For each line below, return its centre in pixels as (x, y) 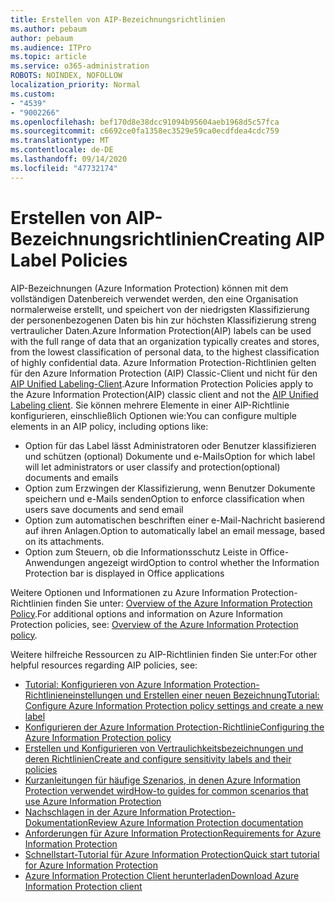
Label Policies (69, 260)
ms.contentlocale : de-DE (62, 150)
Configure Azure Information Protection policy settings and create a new (174, 705)
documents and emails (71, 477)
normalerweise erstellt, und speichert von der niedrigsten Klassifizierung (160, 309)
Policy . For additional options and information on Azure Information (147, 613)
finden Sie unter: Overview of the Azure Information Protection (184, 603)
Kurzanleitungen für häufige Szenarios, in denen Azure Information (163, 780)
